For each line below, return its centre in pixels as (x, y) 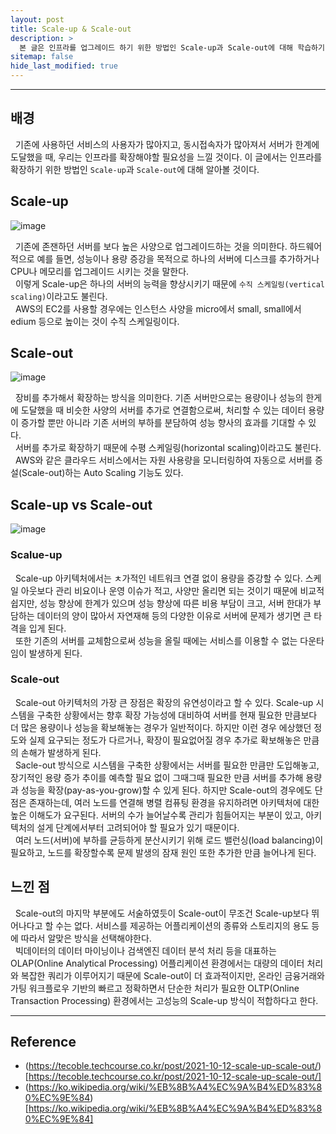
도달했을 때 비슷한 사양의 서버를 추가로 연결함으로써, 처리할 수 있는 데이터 (163, 410)
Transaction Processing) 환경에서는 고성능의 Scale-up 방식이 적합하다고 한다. (164, 1000)
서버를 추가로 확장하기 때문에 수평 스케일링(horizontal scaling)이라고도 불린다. (168, 448)
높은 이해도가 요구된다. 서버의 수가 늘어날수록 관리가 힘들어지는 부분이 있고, (157, 815)
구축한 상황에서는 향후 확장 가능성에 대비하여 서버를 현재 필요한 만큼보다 (177, 715)
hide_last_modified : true (64, 66)
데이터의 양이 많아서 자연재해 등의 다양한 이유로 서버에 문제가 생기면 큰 (174, 615)
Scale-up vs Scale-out (81, 504)
